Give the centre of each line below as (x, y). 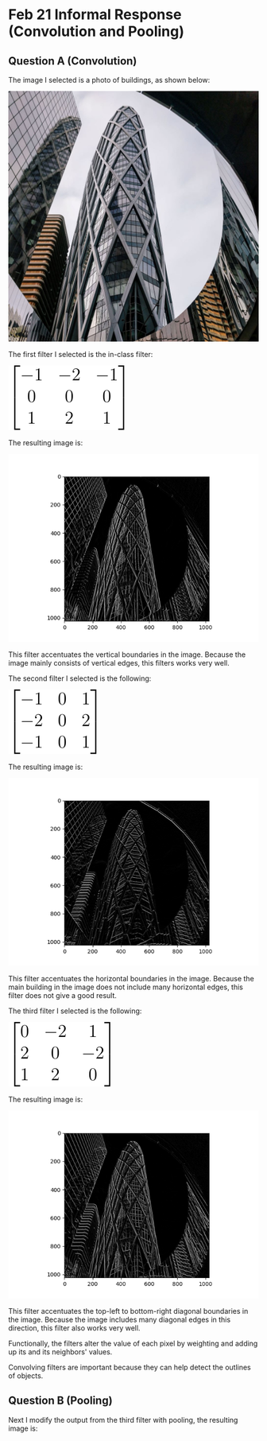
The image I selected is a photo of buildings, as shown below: (109, 80)
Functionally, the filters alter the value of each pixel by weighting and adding (133, 1343)
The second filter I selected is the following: (80, 678)
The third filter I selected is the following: (75, 1011)
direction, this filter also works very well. (74, 1328)
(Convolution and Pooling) (97, 31)
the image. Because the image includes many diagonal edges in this (120, 1319)
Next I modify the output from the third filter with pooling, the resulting (123, 1420)
